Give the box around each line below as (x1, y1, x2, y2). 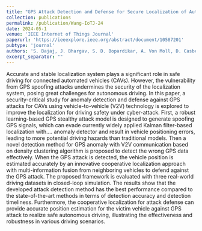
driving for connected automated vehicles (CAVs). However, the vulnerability (6, 77, 196, 84)
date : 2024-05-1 (6, 25, 47, 32)
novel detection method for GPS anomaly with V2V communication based (6, 141, 188, 148)
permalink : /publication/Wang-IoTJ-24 (6, 20, 103, 26)
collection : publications (6, 14, 71, 21)
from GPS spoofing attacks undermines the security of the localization (6, 83, 180, 90)
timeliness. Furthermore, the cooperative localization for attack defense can (6, 198, 194, 206)
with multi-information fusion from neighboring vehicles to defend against (6, 166, 189, 174)
